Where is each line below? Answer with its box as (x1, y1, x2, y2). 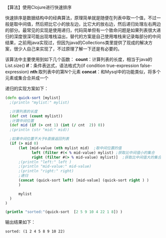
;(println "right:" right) (18, 169, 74, 174)
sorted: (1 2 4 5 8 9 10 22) (5, 229, 65, 234)
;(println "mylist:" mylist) (9, 100, 70, 105)
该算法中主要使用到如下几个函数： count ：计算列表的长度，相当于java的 (5, 57, 153, 62)
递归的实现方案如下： (5, 86, 48, 91)
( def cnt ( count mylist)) (9, 114, 63, 119)
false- (140, 62, 152, 68)
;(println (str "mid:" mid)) (9, 127, 70, 132)
